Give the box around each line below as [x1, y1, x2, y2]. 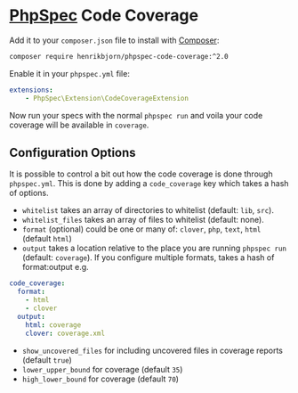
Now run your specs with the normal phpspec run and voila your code [9, 110, 263, 120]
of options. [9, 188, 49, 199]
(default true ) [21, 354, 73, 365]
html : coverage [25, 320, 82, 330]
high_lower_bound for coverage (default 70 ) [21, 373, 180, 384]
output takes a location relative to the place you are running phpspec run [21, 242, 287, 254]
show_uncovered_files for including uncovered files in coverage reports [21, 345, 283, 356]
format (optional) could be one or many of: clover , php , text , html [21, 224, 262, 234]
